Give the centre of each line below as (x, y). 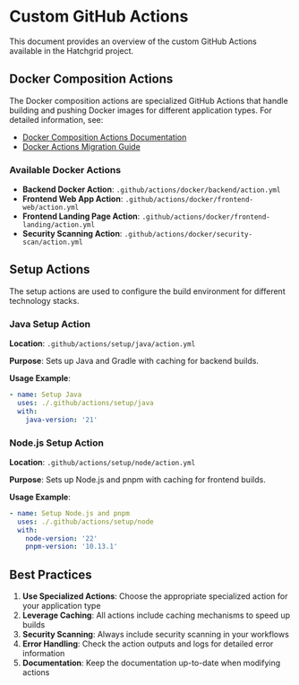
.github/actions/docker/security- (188, 235)
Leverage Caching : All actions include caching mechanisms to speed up (156, 615)
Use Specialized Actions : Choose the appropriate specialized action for (155, 596)
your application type (61, 606)
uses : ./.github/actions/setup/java (85, 403)
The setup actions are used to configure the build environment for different (147, 291)
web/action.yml (51, 208)
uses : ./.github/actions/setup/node (85, 522)
